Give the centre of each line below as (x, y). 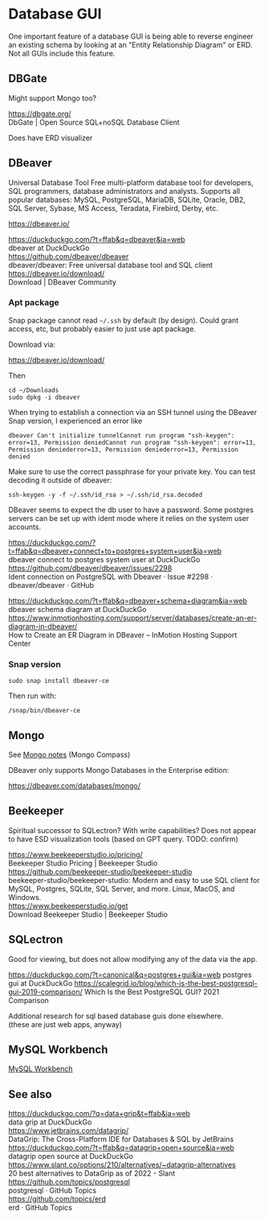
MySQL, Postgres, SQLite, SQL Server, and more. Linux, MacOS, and (122, 889)
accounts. (25, 527)
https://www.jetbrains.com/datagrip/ (69, 1131)
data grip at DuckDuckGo (50, 1122)
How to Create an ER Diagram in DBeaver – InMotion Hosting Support (123, 635)
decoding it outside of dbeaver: (60, 480)
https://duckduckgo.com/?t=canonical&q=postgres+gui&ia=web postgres (130, 975)
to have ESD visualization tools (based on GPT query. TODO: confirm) (124, 839)
